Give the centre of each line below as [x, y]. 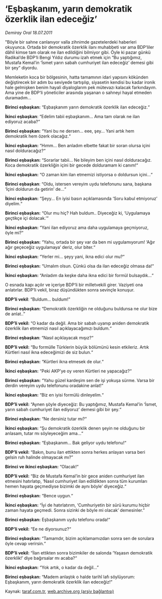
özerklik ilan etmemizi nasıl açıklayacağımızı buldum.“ [59, 328]
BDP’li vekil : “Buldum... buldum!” [38, 299]
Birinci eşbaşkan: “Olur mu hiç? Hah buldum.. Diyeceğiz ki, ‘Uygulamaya [78, 213]
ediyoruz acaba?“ [22, 122]
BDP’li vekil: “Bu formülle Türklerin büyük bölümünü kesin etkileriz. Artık [77, 347]
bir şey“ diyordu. [22, 68]
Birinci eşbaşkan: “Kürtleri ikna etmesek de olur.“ [54, 361]
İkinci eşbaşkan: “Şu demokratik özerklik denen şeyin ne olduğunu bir [75, 428]
